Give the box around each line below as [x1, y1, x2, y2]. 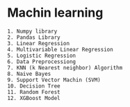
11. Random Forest [7, 88, 60, 95]
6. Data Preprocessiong [7, 58, 76, 65]
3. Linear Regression [7, 40, 70, 47]
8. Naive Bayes [7, 70, 51, 77]
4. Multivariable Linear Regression [7, 46, 113, 53]
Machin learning [7, 5, 104, 21]
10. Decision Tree [7, 82, 60, 90]
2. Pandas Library [7, 33, 60, 41]
